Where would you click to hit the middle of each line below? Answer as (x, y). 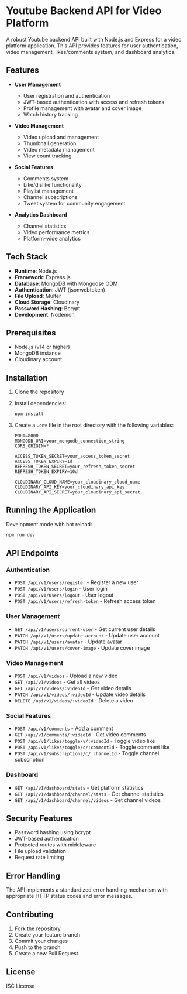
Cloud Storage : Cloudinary (47, 302)
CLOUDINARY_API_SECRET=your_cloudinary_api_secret (77, 492)
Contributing (30, 914)
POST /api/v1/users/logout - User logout (64, 595)
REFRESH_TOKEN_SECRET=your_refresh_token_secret (75, 467)
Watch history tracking (51, 114)
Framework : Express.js (43, 277)
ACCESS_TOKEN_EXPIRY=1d (44, 462)
